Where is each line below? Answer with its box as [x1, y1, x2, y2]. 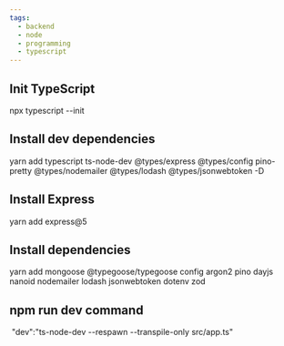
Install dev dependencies [9, 131, 156, 147]
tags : [9, 13, 30, 23]
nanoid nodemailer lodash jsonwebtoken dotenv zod [9, 276, 207, 287]
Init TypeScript [9, 81, 96, 97]
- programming [17, 38, 71, 48]
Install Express [9, 192, 96, 208]
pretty [9, 165, 33, 176]
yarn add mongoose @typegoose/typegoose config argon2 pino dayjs [9, 266, 274, 278]
